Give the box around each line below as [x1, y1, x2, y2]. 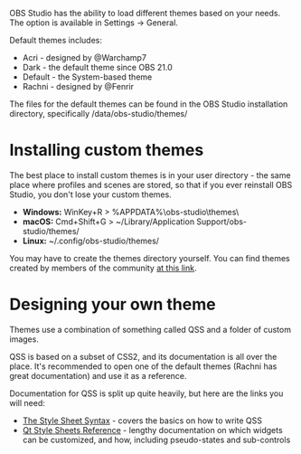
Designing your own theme [9, 294, 216, 315]
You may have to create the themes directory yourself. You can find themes [9, 252, 291, 263]
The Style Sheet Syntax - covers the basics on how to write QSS [22, 415, 262, 426]
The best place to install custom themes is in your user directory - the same [9, 169, 291, 180]
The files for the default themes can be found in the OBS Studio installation [9, 99, 288, 109]
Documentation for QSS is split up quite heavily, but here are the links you [9, 388, 284, 399]
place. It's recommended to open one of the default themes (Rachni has [9, 361, 277, 372]
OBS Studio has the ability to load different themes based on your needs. [9, 8, 281, 18]
